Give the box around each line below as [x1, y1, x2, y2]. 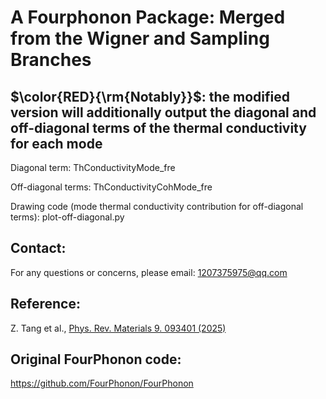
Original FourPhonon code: [10, 351, 182, 368]
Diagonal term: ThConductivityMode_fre [10, 162, 176, 173]
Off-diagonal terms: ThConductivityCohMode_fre [10, 181, 213, 193]
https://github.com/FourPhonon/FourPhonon [10, 377, 194, 390]
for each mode [10, 135, 103, 152]
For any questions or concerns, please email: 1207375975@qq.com [10, 266, 288, 278]
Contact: [10, 240, 67, 257]
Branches [10, 49, 92, 71]
